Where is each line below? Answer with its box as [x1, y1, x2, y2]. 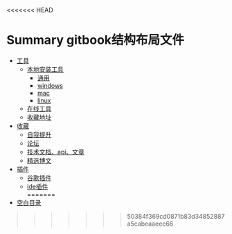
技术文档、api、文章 [26, 147, 84, 156]
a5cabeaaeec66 [127, 219, 174, 228]
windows [37, 81, 64, 89]
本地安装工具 [26, 65, 64, 73]
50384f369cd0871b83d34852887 [127, 212, 225, 220]
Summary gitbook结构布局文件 [6, 33, 185, 48]
